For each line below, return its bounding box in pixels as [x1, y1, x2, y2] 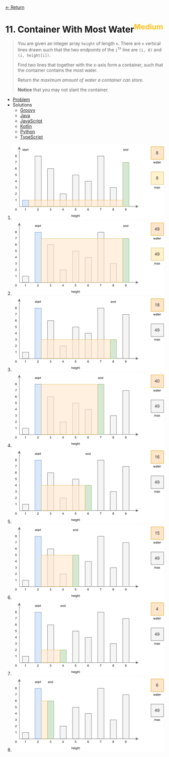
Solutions [12, 102, 32, 108]
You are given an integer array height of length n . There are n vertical [17, 40, 161, 47]
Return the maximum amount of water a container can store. [17, 77, 144, 83]
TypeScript [20, 133, 43, 140]
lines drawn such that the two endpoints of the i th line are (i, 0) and [17, 46, 162, 52]
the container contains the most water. [17, 67, 98, 73]
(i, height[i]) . [17, 52, 51, 58]
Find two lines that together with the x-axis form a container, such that [17, 61, 163, 67]
